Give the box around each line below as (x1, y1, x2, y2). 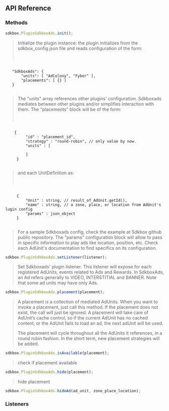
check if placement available (17, 360, 77, 366)
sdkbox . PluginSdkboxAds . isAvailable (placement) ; (5, 351, 109, 356)
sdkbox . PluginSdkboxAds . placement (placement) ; (5, 290, 105, 295)
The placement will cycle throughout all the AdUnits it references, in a (17, 330, 162, 336)
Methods (5, 19, 28, 26)
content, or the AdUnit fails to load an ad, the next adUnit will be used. (17, 321, 163, 327)
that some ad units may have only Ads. (17, 280, 98, 286)
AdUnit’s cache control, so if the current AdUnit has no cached (17, 315, 148, 321)
